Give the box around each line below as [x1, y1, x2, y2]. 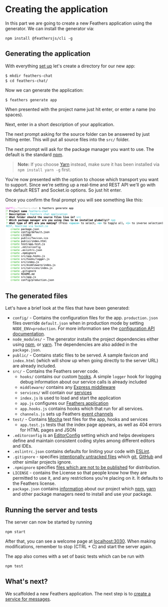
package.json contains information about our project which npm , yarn [12, 486, 156, 492]
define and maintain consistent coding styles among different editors [12, 438, 155, 444]
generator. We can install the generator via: [5, 25, 94, 31]
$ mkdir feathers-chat [5, 73, 53, 78]
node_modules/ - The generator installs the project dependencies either [12, 336, 159, 342]
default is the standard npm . [5, 151, 64, 157]
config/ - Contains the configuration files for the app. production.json [12, 315, 158, 321]
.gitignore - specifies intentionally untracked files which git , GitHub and [12, 454, 162, 460]
